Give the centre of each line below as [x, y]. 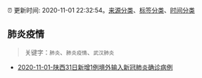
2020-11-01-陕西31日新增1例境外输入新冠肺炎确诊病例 [95, 67]
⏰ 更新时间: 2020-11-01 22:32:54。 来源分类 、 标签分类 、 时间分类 [101, 10]
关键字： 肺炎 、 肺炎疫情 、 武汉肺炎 [69, 52]
